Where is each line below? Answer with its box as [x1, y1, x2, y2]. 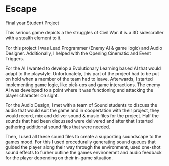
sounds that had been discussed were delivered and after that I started [5, 118, 153, 124]
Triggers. [5, 55, 24, 61]
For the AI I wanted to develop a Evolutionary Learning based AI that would [5, 65, 161, 71]
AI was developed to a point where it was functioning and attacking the [5, 87, 153, 93]
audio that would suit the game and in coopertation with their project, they [5, 107, 160, 113]
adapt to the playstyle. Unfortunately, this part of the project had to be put [5, 70, 159, 76]
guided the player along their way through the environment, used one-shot [5, 144, 161, 150]
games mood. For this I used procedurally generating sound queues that [5, 139, 156, 145]
